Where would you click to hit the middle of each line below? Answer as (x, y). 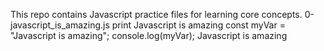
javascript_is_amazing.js (60, 25)
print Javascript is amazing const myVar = (198, 25)
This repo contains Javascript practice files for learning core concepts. (156, 14)
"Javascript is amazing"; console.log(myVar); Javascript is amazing (149, 35)
